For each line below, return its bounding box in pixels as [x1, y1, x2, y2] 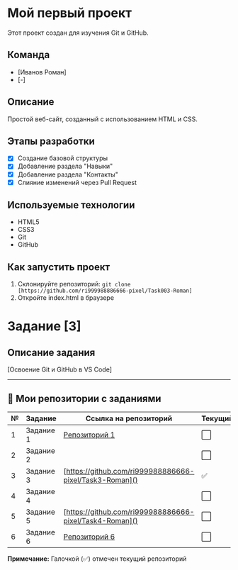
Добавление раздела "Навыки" [17, 162, 113, 171]
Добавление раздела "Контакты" [17, 170, 118, 179]
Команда [7, 49, 50, 61]
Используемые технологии [7, 199, 135, 211]
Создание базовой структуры [17, 154, 108, 162]
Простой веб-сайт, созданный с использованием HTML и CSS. [7, 115, 198, 123]
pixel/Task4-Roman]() [63, 516, 138, 526]
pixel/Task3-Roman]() [63, 475, 138, 485]
